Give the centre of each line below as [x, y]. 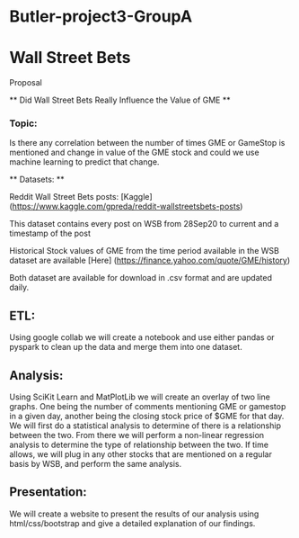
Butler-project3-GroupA [101, 17]
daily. [19, 287]
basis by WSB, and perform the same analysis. [96, 464]
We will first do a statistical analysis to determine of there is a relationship [145, 426]
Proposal [26, 83]
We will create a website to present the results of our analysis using [134, 514]
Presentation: [48, 492]
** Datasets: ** [37, 179]
